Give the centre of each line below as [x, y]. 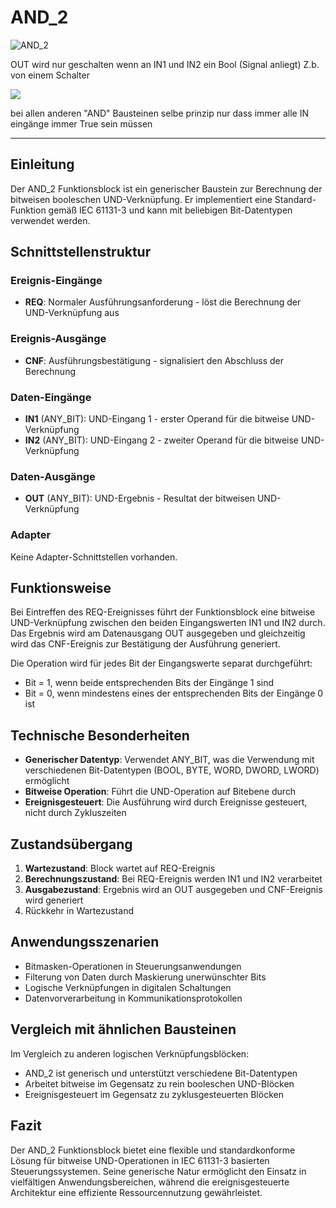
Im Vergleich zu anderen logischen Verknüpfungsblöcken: [130, 1053]
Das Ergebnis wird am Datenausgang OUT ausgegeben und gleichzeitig [158, 633]
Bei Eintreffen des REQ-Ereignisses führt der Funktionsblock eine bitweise [163, 612]
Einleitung [42, 164]
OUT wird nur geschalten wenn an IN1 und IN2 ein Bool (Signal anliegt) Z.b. [165, 64]
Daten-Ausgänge [53, 476]
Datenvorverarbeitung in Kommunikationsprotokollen [133, 998]
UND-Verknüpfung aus [72, 313]
